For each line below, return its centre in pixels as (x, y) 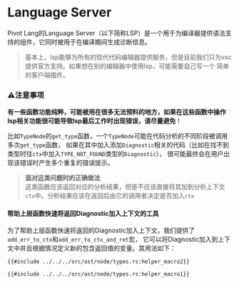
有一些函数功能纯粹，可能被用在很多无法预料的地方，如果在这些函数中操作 (117, 112)
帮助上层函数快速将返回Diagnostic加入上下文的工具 (83, 213)
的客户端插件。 (47, 75)
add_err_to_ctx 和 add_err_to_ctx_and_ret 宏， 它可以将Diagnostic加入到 (113, 239)
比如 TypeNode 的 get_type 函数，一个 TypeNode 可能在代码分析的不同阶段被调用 (118, 136)
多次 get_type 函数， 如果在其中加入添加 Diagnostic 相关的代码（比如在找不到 (118, 145)
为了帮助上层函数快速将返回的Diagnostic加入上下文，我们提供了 (101, 230)
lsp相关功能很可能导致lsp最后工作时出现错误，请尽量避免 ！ (95, 121)
